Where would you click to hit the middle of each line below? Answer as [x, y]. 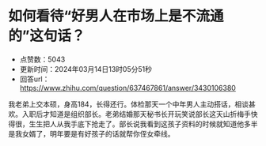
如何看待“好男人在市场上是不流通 [116, 16]
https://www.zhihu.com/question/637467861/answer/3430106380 [127, 88]
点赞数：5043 [42, 59]
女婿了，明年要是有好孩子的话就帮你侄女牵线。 [98, 133]
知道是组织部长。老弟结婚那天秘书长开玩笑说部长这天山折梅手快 [154, 114]
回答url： [34, 79]
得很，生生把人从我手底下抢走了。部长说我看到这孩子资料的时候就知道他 [126, 124]
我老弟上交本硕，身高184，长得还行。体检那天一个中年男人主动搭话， [122, 104]
